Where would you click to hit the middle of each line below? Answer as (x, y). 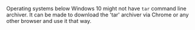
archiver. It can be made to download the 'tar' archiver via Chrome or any (97, 15)
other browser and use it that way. (49, 21)
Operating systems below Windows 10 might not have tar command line (96, 9)
